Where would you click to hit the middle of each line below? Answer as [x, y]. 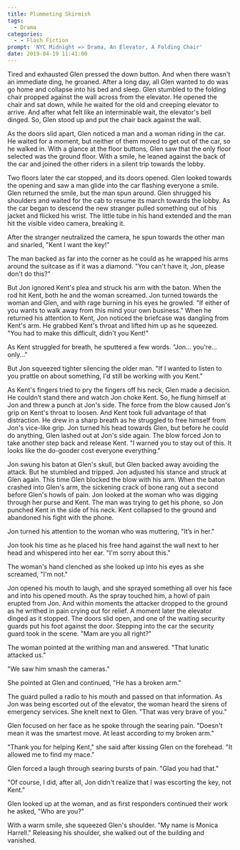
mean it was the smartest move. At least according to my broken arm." [111, 733]
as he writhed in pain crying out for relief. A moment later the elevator [110, 611]
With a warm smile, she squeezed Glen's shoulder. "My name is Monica [113, 825]
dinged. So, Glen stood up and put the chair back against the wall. [104, 119]
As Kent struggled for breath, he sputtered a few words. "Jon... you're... [112, 346]
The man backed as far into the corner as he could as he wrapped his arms [118, 259]
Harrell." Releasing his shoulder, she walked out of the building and [106, 832]
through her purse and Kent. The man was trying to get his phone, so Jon [115, 502]
